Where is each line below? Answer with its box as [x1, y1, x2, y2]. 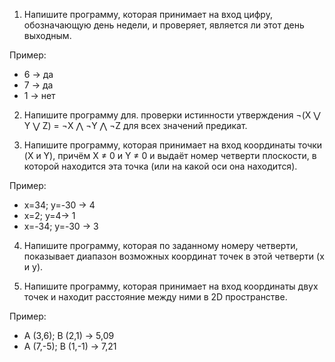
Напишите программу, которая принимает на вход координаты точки [23, 139, 323, 151]
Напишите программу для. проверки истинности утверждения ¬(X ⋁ [23, 109, 321, 121]
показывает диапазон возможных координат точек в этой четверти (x [23, 250, 325, 262]
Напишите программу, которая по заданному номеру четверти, [23, 240, 299, 251]
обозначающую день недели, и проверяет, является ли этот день [23, 19, 305, 31]
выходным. [23, 30, 72, 41]
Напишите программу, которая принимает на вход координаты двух [23, 280, 319, 292]
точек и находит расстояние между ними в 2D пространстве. [23, 291, 288, 303]
